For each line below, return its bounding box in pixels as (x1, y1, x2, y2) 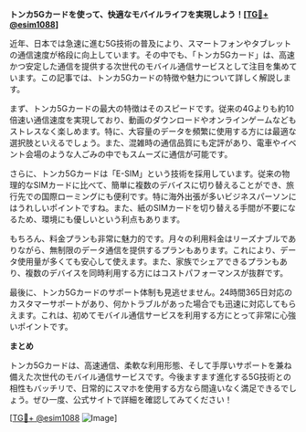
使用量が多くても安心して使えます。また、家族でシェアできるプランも (16, 256, 280, 267)
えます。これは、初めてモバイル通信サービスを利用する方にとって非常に (9, 310, 280, 321)
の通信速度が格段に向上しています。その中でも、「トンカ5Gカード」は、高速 (9, 49, 295, 60)
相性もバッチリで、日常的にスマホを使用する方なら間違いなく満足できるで (9, 383, 290, 394)
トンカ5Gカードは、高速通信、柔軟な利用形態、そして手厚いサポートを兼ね (9, 360, 292, 371)
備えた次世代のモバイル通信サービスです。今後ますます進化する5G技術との (9, 372, 292, 382)
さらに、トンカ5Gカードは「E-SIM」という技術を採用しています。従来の (9, 168, 282, 179)
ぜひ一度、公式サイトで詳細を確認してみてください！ (33, 395, 233, 405)
